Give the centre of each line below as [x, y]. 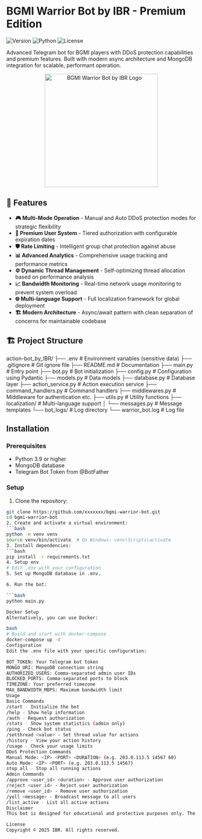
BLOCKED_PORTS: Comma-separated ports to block [67, 679]
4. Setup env [23, 562]
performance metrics [41, 264]
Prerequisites [26, 445]
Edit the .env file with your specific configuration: [77, 651]
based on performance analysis [54, 277]
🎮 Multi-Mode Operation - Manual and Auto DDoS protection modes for [106, 218]
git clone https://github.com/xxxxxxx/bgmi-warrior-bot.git [84, 512]
